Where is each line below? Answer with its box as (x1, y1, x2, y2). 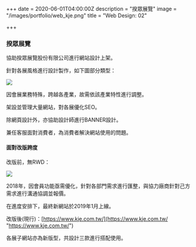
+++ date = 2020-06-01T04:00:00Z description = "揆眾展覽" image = (6, 5, 177, 12)
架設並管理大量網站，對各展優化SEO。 (6, 103, 101, 111)
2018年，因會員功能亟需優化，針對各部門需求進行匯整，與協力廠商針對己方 (6, 182, 191, 190)
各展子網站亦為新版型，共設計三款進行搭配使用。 (6, 234, 126, 241)
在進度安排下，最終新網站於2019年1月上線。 (6, 202, 114, 209)
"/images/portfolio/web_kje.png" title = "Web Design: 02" (6, 12, 147, 19)
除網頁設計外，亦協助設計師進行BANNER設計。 (6, 116, 122, 124)
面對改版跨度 (6, 144, 38, 151)
